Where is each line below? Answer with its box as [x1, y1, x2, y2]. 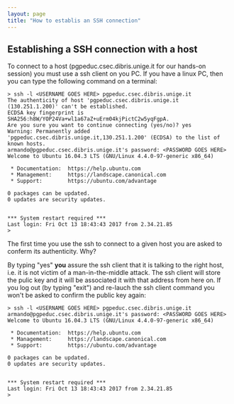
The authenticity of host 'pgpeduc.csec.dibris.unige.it [7, 97, 179, 104]
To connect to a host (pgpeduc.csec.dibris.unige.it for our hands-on [7, 62, 206, 71]
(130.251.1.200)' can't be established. [7, 103, 129, 111]
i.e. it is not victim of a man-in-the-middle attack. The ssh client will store [7, 269, 221, 277]
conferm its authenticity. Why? [7, 247, 97, 256]
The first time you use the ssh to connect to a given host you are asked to [7, 240, 223, 248]
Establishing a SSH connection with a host [7, 43, 198, 55]
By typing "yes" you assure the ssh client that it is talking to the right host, [7, 261, 224, 269]
